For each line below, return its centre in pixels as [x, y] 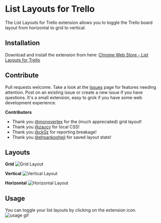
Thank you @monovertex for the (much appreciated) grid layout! [77, 122]
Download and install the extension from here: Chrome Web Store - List [77, 55]
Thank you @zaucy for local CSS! [46, 127]
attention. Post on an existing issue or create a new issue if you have [74, 92]
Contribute [22, 75]
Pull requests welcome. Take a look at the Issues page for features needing [80, 87]
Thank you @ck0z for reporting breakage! [54, 132]
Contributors [19, 112]
